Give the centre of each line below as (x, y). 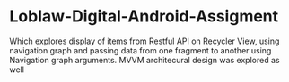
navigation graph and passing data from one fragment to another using (140, 50)
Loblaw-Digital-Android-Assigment (144, 16)
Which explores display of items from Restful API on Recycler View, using (144, 41)
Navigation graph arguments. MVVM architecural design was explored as (144, 60)
